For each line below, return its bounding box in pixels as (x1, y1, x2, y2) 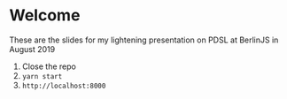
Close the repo (21, 61, 77, 72)
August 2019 (9, 43, 56, 54)
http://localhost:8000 (21, 81, 106, 90)
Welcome (9, 5, 81, 26)
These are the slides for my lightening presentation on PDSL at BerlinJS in (9, 34, 279, 45)
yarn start (21, 72, 63, 80)
